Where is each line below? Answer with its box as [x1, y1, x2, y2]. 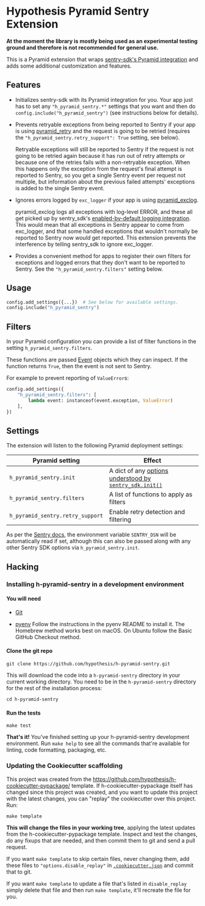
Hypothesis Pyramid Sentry [6, 4, 149, 18]
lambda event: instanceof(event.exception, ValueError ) [28, 398, 173, 404]
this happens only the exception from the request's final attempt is [15, 165, 182, 172]
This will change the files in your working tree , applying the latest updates [6, 824, 196, 831]
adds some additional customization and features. [6, 62, 132, 70]
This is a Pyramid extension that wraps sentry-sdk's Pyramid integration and [6, 55, 198, 63]
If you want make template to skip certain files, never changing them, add [6, 855, 190, 862]
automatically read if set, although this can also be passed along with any [6, 538, 191, 545]
